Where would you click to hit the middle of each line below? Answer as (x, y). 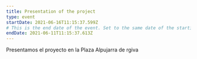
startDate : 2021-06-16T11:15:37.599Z (52, 22)
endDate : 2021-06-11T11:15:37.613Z (50, 33)
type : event (21, 17)
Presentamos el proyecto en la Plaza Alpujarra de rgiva (72, 50)
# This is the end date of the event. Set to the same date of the (90, 28)
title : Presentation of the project (51, 11)
